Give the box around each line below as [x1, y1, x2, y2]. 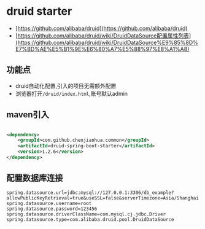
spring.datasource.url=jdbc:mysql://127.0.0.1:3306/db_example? [6, 189, 174, 196]
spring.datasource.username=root [6, 200, 92, 206]
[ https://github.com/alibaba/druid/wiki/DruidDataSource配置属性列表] [15, 32, 191, 39]
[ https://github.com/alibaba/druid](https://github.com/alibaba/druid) [15, 25, 188, 32]
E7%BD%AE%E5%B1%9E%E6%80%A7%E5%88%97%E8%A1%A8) [15, 45, 190, 53]
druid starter [6, 4, 72, 18]
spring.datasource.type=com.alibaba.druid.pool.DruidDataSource [6, 216, 174, 222]
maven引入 [6, 109, 49, 120]
